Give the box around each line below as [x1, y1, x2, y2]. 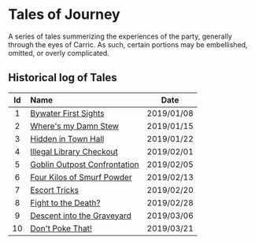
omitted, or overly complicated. [8, 48, 110, 57]
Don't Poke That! [30, 223, 93, 234]
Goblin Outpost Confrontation [30, 159, 139, 170]
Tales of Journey [8, 6, 120, 24]
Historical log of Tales [8, 71, 117, 84]
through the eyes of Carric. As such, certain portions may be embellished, [8, 39, 248, 49]
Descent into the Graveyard [30, 210, 131, 221]
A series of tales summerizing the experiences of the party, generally [8, 31, 232, 41]
